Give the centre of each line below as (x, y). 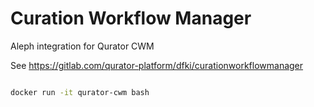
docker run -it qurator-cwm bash (80, 92)
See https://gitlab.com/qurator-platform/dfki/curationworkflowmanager (157, 65)
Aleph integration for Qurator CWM (82, 46)
